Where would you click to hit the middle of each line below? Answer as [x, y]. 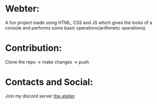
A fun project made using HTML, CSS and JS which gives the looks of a [79, 22]
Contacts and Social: [49, 82]
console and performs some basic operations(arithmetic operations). [76, 27]
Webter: [22, 9]
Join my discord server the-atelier [40, 96]
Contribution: [34, 48]
